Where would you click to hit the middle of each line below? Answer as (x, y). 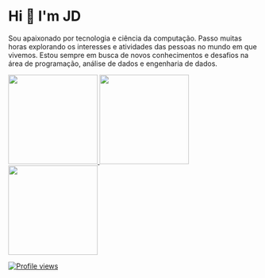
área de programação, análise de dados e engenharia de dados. (113, 64)
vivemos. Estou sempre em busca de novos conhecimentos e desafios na (129, 55)
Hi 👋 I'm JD (45, 16)
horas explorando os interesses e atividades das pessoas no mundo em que (133, 46)
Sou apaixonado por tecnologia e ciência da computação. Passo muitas (125, 38)
